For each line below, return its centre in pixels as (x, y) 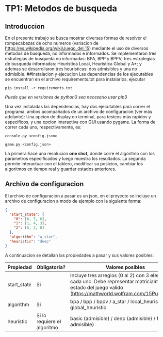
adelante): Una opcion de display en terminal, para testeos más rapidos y (78, 117)
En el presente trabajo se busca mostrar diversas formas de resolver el (76, 38)
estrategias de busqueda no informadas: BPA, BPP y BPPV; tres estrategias (80, 58)
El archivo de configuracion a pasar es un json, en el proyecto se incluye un (81, 196)
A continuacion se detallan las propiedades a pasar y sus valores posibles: (80, 255)
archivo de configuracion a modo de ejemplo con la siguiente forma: (73, 201)
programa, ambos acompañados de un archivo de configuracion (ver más (79, 112)
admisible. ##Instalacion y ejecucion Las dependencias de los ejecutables (79, 74)
